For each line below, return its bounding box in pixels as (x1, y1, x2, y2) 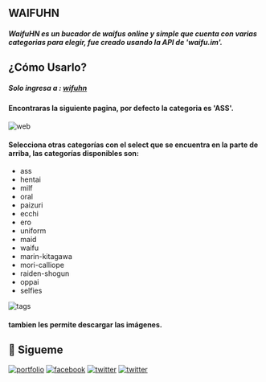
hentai (19, 175, 42, 184)
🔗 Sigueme (8, 343, 63, 357)
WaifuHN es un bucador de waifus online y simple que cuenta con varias (8, 28, 257, 39)
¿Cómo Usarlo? (8, 60, 87, 75)
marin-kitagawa (19, 252, 72, 261)
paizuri (19, 200, 43, 210)
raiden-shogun (19, 269, 70, 278)
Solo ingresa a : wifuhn (8, 83, 88, 92)
